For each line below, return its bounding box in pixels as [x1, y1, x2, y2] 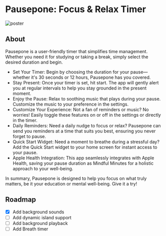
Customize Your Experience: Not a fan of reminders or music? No [12, 106, 149, 112]
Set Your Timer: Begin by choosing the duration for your [12, 69, 130, 75]
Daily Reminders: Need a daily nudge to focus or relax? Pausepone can [12, 122, 161, 128]
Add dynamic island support [12, 214, 72, 220]
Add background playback [12, 220, 68, 226]
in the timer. [12, 117, 38, 123]
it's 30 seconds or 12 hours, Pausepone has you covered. [31, 74, 151, 80]
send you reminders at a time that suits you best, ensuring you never [12, 128, 156, 134]
